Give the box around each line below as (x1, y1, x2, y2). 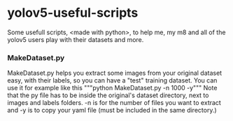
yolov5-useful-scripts (7, 5, 139, 21)
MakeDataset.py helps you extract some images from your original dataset (7, 69, 223, 78)
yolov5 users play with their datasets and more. (7, 35, 144, 43)
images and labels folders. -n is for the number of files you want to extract (7, 99, 222, 107)
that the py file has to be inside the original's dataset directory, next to (7, 91, 209, 99)
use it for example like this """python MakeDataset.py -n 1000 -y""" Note (7, 84, 218, 92)
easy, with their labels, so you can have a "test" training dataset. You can (7, 76, 218, 85)
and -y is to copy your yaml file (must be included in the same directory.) (7, 106, 217, 115)
